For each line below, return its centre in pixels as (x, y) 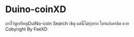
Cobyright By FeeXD (27, 29)
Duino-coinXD (36, 9)
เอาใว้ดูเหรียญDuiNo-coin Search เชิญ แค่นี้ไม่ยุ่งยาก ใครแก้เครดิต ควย (67, 23)
